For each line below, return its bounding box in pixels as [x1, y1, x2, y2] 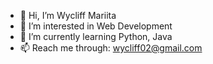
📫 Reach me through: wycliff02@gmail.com [19, 42, 203, 54]
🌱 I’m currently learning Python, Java [19, 31, 173, 42]
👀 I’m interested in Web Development [19, 20, 173, 32]
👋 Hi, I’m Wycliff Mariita [19, 10, 117, 21]
